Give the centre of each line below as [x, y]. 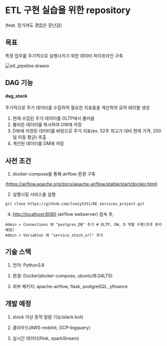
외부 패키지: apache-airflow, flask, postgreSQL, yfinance [70, 286]
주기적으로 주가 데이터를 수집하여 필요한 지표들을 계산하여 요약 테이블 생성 [77, 108]
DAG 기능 [19, 83]
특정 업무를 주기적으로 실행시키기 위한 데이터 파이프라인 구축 [64, 55]
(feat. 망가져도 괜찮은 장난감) [34, 25]
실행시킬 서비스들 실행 [34, 195]
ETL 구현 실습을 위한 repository [68, 10]
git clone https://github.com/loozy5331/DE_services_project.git [75, 204]
